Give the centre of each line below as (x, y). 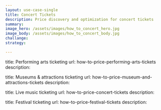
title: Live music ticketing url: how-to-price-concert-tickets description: (80, 92)
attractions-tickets (24, 82)
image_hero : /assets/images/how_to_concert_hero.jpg (62, 29)
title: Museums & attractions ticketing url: (48, 77)
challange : (17, 39)
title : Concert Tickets (31, 15)
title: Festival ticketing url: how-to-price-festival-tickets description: (76, 102)
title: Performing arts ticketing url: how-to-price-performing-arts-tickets (81, 62)
